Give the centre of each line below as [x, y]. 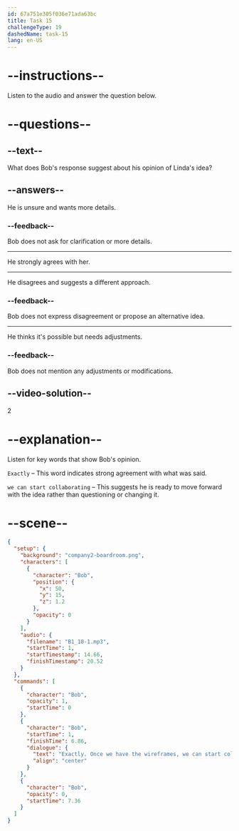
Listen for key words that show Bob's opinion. [74, 459]
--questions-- [49, 124]
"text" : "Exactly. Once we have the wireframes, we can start [127, 754]
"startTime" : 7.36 [53, 801]
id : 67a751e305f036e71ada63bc [52, 14]
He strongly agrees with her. [49, 262]
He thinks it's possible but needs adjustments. [75, 337]
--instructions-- [56, 76]
